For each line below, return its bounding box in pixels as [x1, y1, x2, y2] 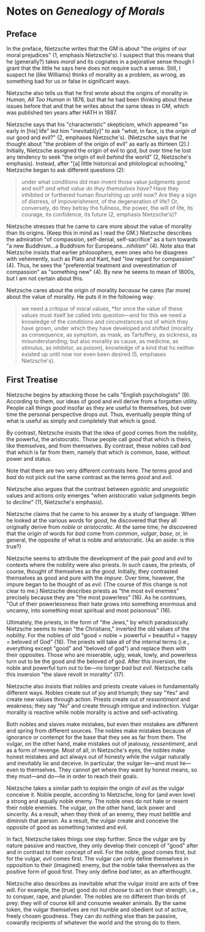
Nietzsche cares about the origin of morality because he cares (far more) [6, 287, 191, 294]
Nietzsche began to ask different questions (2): [6, 167, 125, 173]
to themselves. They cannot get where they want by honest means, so [20, 766, 198, 773]
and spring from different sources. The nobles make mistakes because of [6, 727, 192, 734]
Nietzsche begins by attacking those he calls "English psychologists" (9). [6, 391, 191, 398]
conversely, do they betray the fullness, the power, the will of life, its [21, 204, 193, 211]
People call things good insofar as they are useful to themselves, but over [6, 404, 192, 411]
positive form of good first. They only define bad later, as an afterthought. [6, 868, 192, 875]
